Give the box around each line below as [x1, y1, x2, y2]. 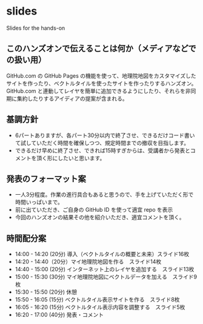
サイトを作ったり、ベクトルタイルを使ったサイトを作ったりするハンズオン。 [6, 79, 197, 87]
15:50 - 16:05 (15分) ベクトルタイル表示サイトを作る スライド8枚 [15, 296, 180, 303]
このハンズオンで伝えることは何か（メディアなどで [6, 44, 197, 54]
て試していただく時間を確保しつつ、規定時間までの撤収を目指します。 [15, 139, 190, 146]
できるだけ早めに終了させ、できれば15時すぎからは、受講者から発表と [15, 147, 191, 154]
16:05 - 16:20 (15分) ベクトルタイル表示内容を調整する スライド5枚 [15, 303, 185, 311]
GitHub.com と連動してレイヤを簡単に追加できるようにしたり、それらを [6, 87, 186, 95]
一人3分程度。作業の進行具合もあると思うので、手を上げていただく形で [15, 191, 194, 198]
